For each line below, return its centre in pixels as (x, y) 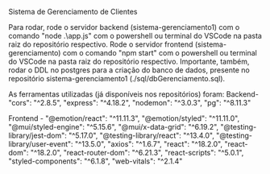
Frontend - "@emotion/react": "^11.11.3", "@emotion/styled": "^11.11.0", (124, 118)
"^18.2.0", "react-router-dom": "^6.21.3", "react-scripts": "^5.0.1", (137, 153)
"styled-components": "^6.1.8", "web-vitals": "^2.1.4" (96, 161)
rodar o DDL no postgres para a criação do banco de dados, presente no (129, 70)
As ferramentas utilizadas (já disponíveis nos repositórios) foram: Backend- (134, 94)
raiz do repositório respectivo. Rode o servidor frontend (101, 44)
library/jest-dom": (37, 135)
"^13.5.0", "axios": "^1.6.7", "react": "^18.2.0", (149, 144)
